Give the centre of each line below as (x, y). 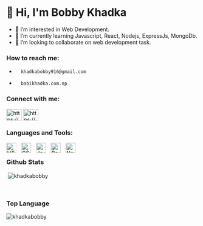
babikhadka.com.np (44, 84)
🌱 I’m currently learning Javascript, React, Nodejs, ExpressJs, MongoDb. (106, 35)
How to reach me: (33, 58)
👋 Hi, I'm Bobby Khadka (67, 12)
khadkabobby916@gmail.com (53, 72)
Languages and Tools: (40, 133)
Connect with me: (33, 99)
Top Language (28, 203)
